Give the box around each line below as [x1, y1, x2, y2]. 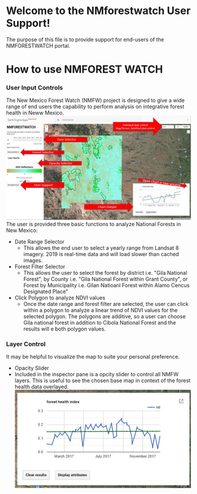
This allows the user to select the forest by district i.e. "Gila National [23, 269, 188, 276]
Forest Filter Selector [14, 263, 66, 270]
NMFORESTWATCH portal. [6, 42, 70, 49]
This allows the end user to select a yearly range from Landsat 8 [23, 244, 179, 251]
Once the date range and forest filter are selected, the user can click [23, 300, 189, 307]
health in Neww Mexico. [6, 110, 64, 117]
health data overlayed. [14, 383, 69, 390]
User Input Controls [6, 84, 63, 92]
